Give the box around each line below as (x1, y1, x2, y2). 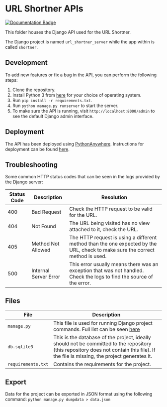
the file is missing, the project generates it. (53, 353, 153, 360)
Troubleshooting (5, 160, 58, 169)
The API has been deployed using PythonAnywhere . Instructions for (5, 140, 144, 147)
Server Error (31, 273, 61, 280)
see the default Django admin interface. (12, 113, 93, 119)
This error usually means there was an (69, 261, 159, 268)
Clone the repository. (12, 87, 56, 93)
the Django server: (5, 179, 43, 185)
